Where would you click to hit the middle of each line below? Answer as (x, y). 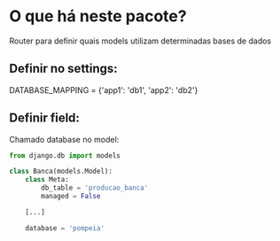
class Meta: (47, 180)
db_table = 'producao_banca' (95, 188)
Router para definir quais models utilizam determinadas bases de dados (140, 41)
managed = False (71, 197)
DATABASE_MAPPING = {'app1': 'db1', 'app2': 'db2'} (104, 89)
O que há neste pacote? (98, 16)
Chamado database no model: (64, 139)
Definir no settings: (63, 69)
